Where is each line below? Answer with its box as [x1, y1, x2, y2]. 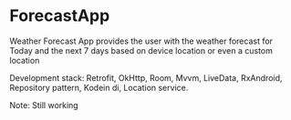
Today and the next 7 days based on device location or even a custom [9, 45, 274, 55]
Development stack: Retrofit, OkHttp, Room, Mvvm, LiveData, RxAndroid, [9, 72, 283, 83]
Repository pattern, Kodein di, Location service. [9, 82, 189, 93]
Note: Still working [9, 99, 79, 110]
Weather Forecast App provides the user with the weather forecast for [9, 35, 274, 46]
